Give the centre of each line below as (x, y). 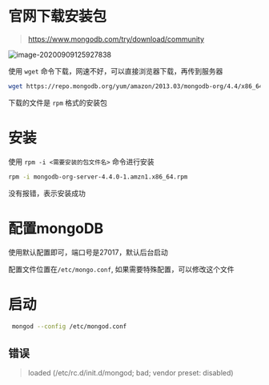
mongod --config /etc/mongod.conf (69, 326)
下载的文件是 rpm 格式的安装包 (58, 102)
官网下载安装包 (58, 16)
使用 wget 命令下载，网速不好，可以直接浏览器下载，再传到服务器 (116, 71)
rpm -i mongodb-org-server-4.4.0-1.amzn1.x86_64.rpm (98, 177)
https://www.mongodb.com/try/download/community (116, 39)
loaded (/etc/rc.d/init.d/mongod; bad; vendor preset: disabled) (130, 373)
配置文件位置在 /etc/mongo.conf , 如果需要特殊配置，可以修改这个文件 (121, 269)
